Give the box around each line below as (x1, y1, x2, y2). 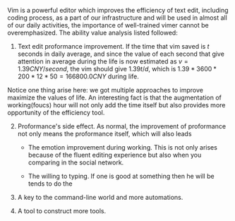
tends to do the (28, 179, 73, 188)
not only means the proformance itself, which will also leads (17, 130, 192, 138)
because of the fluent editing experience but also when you (28, 151, 202, 159)
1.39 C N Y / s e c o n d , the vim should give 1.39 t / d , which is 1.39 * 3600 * (17, 65, 217, 73)
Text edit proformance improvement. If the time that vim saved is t (17, 42, 210, 50)
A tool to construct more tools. (17, 207, 107, 215)
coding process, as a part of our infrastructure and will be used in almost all (7, 13, 227, 22)
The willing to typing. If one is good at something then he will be (28, 172, 215, 180)
